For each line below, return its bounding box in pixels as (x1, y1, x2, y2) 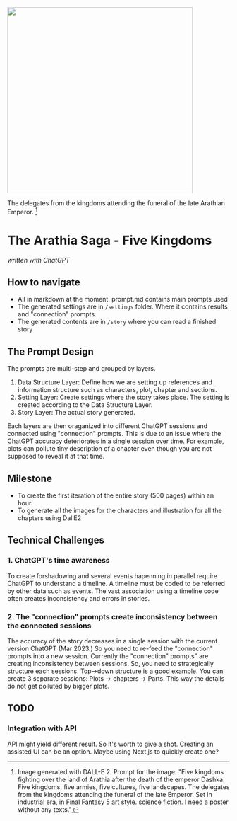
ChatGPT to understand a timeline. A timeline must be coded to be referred (7, 579, 226, 587)
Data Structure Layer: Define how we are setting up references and (17, 378, 213, 386)
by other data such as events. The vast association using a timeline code (7, 587, 219, 595)
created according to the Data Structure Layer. (17, 401, 153, 409)
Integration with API (7, 723, 77, 733)
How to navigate (7, 276, 81, 288)
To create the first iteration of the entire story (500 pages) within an (17, 491, 214, 500)
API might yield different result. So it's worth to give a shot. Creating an (7, 740, 214, 748)
